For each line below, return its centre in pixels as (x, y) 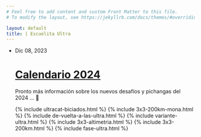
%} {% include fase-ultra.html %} (87, 129)
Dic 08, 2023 (31, 51)
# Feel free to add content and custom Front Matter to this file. (92, 12)
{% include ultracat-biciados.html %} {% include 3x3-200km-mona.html (104, 109)
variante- (166, 116)
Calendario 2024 (57, 75)
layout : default (26, 28)
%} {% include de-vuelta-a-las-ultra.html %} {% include (84, 116)
